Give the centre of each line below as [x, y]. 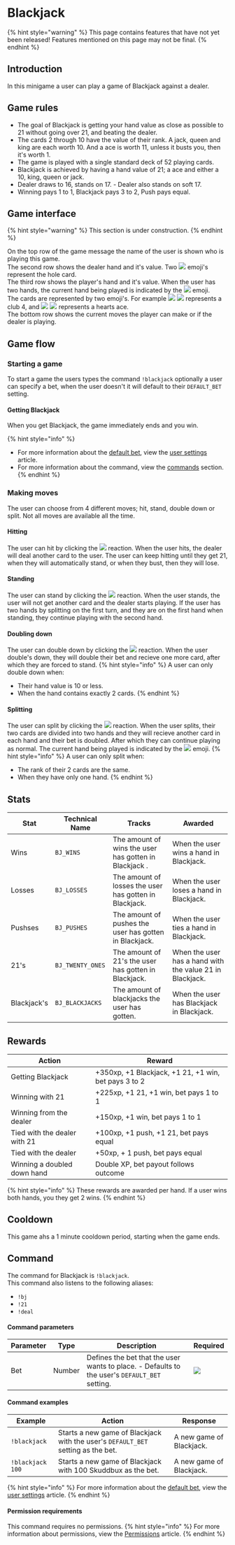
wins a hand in [196, 853]
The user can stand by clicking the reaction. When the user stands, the [114, 595]
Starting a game [35, 364]
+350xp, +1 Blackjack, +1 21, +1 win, [158, 1073]
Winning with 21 [38, 1097]
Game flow [31, 344]
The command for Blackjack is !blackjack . [68, 1275]
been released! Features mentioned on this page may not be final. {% [107, 39]
